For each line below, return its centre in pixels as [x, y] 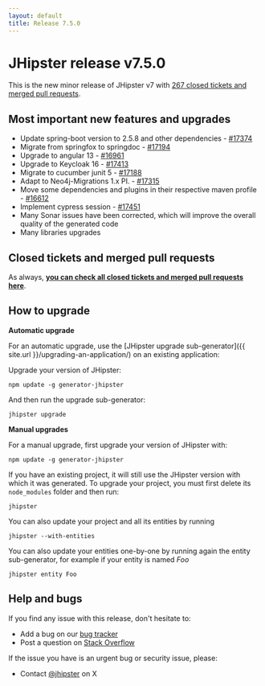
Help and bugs [45, 599]
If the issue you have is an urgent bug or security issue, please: [113, 658]
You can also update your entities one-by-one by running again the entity [129, 551]
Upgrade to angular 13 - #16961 [72, 156]
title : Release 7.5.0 [45, 23]
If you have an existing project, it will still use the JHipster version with [124, 474]
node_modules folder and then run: [64, 491]
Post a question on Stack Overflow [77, 642]
